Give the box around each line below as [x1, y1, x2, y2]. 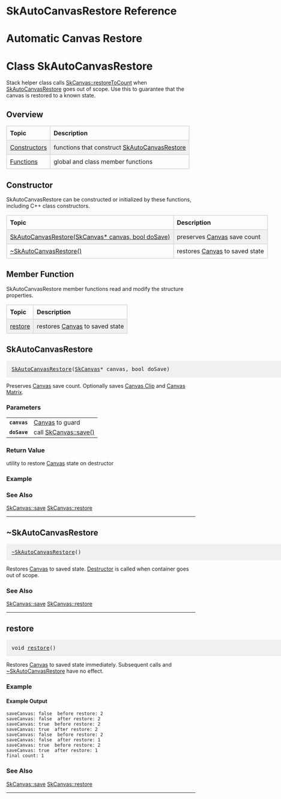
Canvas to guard [34, 418, 80, 426]
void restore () [11, 644, 56, 652]
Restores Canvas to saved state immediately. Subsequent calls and [6, 661, 172, 669]
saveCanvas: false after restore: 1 [6, 737, 101, 743]
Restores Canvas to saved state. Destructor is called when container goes [6, 565, 189, 572]
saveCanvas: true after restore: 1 [6, 747, 98, 754]
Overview [6, 109, 44, 120]
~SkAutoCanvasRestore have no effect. [6, 667, 104, 675]
